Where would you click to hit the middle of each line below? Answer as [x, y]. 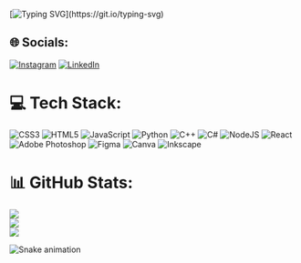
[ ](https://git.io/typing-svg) [87, 14]
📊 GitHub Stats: [72, 182]
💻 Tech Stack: [66, 103]
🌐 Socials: [39, 42]
